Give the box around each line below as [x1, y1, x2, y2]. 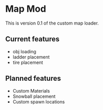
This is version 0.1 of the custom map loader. [5, 20, 99, 26]
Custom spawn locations [12, 98, 65, 105]
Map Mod [5, 3, 46, 15]
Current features [5, 35, 60, 43]
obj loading [12, 48, 37, 54]
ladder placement [12, 54, 50, 60]
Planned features [5, 74, 61, 83]
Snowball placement [12, 93, 56, 99]
